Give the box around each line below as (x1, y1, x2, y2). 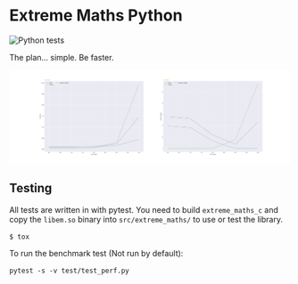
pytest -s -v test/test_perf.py (9, 266, 129, 275)
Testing (9, 181, 53, 196)
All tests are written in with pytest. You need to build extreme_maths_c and (9, 204, 279, 215)
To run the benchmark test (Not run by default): (9, 247, 184, 258)
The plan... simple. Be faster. (9, 52, 114, 62)
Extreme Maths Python (9, 5, 183, 26)
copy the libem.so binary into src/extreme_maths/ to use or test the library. (9, 214, 284, 224)
